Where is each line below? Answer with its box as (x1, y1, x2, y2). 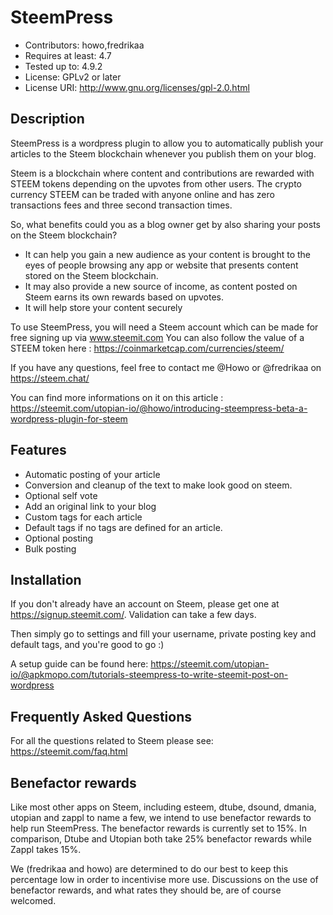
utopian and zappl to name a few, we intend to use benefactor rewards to (10, 812, 312, 823)
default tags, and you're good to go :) (10, 639, 165, 651)
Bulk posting (24, 542, 77, 555)
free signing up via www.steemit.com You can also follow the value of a (10, 331, 305, 343)
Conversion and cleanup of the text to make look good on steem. (24, 479, 293, 491)
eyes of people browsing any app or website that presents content (24, 259, 299, 271)
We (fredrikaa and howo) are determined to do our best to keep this (10, 863, 289, 875)
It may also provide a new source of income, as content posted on (24, 280, 298, 292)
